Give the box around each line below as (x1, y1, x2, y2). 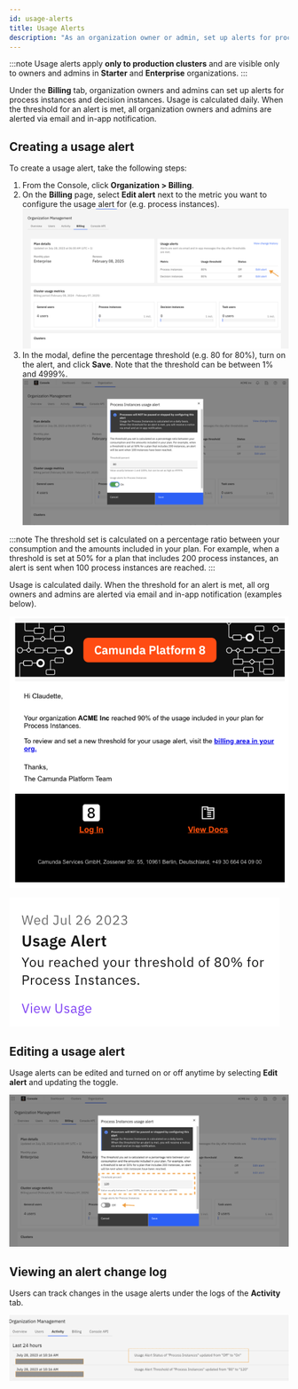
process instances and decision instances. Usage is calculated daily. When (9, 94, 284, 106)
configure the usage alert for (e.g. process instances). (21, 199, 220, 210)
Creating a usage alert (9, 139, 135, 155)
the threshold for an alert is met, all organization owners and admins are (9, 104, 272, 115)
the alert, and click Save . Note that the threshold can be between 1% (21, 360, 274, 370)
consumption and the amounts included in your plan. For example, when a (9, 544, 279, 554)
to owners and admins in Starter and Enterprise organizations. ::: (9, 67, 248, 79)
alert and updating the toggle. (9, 1077, 119, 1088)
